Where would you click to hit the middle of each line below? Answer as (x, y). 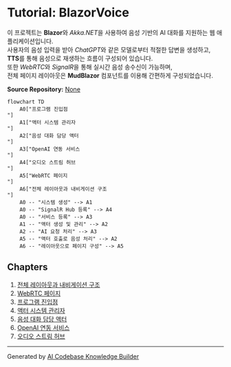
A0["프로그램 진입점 (44, 109)
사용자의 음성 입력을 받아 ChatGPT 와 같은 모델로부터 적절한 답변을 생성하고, (109, 49)
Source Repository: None (44, 89)
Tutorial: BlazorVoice (68, 13)
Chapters (27, 267)
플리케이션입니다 (30, 41)
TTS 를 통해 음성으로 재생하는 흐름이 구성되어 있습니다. (80, 58)
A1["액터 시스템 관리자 (48, 122)
